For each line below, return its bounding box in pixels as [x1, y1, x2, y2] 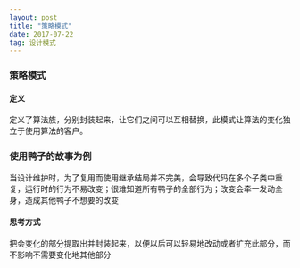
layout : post [9, 13, 58, 22]
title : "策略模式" [9, 21, 73, 30]
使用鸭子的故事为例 [9, 150, 92, 163]
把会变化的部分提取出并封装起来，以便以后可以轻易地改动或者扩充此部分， [9, 238, 283, 248]
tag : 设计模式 [9, 38, 56, 47]
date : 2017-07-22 [9, 29, 74, 38]
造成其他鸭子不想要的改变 [24, 194, 119, 205]
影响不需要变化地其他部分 [16, 249, 112, 260]
